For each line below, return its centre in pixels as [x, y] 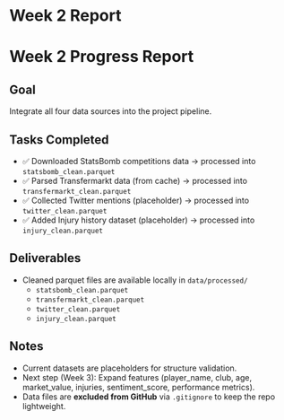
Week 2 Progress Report [102, 57]
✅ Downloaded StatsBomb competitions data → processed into [139, 161]
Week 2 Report [65, 16]
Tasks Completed [59, 140]
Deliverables [45, 258]
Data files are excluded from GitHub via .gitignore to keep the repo [149, 397]
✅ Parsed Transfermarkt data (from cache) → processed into [135, 181]
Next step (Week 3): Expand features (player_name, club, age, [137, 377]
